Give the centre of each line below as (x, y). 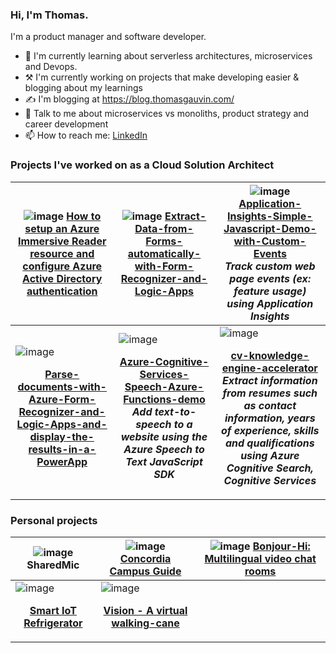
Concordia (145, 558)
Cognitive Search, (270, 468)
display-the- (62, 436)
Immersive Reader (62, 241)
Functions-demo (164, 399)
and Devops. (51, 67)
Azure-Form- (62, 399)
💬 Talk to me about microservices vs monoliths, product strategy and (167, 114)
